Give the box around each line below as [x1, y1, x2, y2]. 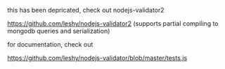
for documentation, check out [7, 40, 94, 48]
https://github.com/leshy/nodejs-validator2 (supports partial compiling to [7, 20, 219, 27]
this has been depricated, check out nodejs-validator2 [7, 6, 165, 14]
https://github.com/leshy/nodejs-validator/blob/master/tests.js [7, 54, 188, 62]
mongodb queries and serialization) [7, 27, 110, 35]
